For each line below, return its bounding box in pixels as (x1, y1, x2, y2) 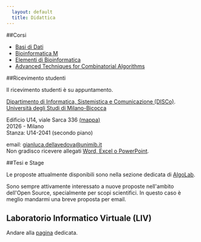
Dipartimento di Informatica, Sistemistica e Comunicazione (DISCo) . (6, 98, 176, 105)
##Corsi (6, 31, 27, 38)
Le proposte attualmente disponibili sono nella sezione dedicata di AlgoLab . (6, 171, 196, 178)
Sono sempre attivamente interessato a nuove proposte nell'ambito (6, 182, 174, 190)
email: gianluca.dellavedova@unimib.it (6, 140, 102, 148)
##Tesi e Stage (6, 159, 44, 166)
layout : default (12, 9, 53, 15)
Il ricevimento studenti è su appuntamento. (6, 86, 114, 93)
